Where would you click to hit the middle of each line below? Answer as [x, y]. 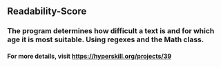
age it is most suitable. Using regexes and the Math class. [106, 39]
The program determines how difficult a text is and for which [111, 31]
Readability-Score [47, 11]
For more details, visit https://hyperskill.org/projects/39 [89, 56]
